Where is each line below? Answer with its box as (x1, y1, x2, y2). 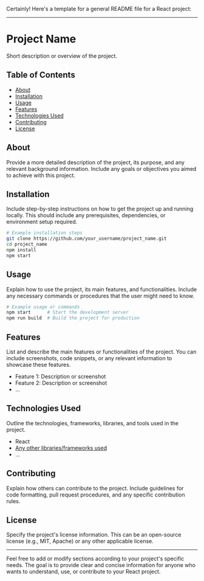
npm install (6, 247, 36, 253)
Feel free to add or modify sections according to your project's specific (6, 555, 185, 562)
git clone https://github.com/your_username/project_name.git (6, 235, 167, 242)
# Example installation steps (6, 230, 83, 236)
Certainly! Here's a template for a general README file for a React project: (6, 5, 192, 12)
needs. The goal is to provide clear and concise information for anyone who (6, 562, 196, 569)
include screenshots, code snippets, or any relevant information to (6, 355, 172, 361)
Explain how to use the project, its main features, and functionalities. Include (6, 285, 197, 293)
